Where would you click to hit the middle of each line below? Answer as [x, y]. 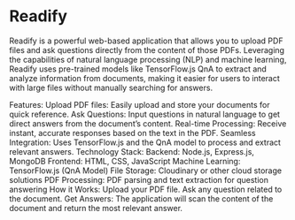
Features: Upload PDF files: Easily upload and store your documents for [140, 104]
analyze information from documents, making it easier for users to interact [145, 78]
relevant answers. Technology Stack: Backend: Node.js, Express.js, [132, 151]
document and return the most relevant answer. [96, 208]
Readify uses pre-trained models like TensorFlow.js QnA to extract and [138, 69]
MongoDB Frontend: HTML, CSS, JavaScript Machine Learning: [125, 161]
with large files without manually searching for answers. [111, 87]
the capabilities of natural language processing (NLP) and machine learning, [148, 59]
